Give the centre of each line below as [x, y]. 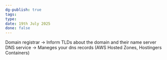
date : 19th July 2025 [28, 24]
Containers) [17, 53]
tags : [11, 14]
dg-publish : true [23, 10]
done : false [18, 28]
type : [11, 19]
